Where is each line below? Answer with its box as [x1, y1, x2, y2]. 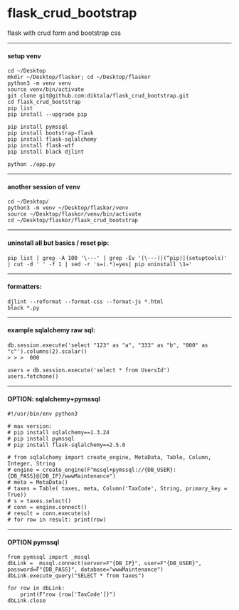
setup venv [7, 51, 41, 60]
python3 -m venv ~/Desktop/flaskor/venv [7, 204, 129, 211]
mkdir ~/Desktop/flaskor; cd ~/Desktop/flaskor [7, 73, 152, 81]
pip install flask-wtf [7, 142, 75, 149]
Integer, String [7, 461, 55, 468]
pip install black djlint [7, 148, 84, 156]
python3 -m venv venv [7, 80, 72, 87]
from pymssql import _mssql [7, 554, 91, 561]
